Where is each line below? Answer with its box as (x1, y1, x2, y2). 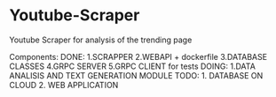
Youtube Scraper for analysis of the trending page (9, 34, 193, 45)
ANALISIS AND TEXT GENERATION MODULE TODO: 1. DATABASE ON (9, 70, 264, 80)
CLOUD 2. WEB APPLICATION (9, 79, 119, 90)
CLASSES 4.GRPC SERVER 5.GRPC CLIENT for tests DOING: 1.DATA (9, 61, 256, 71)
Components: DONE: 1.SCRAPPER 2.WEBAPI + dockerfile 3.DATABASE (9, 51, 268, 62)
